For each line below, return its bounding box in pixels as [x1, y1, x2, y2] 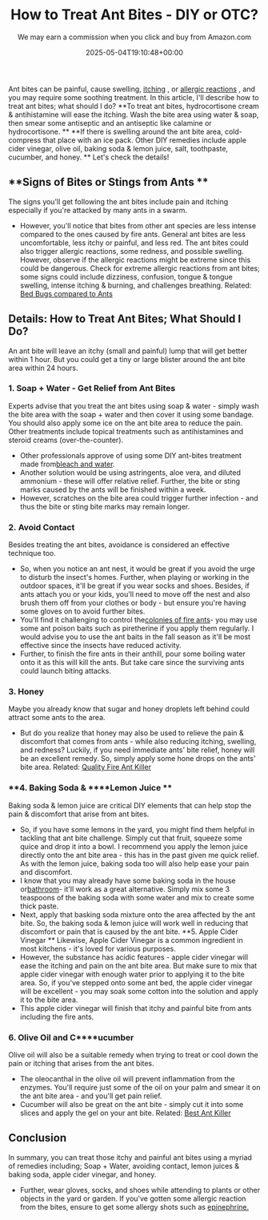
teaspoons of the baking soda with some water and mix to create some [19, 892, 254, 902]
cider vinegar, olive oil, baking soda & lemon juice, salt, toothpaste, [8, 143, 229, 153]
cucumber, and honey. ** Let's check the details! [8, 152, 170, 162]
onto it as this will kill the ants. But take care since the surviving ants [19, 658, 245, 667]
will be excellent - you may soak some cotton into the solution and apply [19, 986, 258, 996]
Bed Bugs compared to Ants [19, 288, 114, 298]
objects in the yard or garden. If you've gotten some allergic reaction [19, 1194, 246, 1203]
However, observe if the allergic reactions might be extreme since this [19, 255, 251, 264]
